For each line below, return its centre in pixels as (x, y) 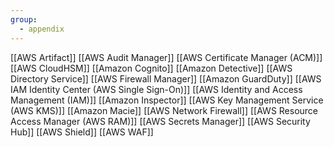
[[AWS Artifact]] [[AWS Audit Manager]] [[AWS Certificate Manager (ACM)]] (166, 57)
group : (24, 19)
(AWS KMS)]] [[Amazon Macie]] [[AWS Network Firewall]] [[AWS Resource (164, 110)
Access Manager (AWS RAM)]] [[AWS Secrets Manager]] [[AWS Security (160, 121)
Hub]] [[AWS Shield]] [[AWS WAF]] (82, 132)
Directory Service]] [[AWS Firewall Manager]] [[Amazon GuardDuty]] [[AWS (166, 78)
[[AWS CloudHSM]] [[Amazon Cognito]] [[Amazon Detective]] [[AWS (151, 68)
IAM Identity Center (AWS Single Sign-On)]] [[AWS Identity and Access (156, 89)
